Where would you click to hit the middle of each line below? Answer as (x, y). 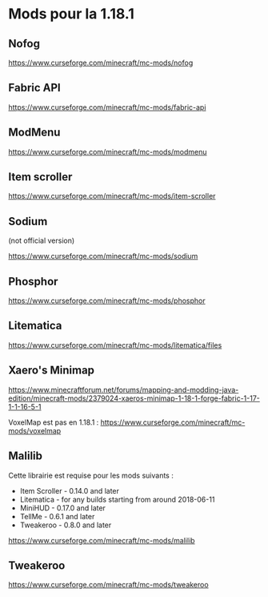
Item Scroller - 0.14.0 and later (70, 490)
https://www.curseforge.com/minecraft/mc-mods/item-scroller (112, 196)
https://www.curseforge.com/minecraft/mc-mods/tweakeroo (109, 585)
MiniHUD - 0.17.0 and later (63, 508)
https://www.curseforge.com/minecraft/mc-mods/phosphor (107, 301)
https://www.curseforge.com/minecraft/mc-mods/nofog (101, 63)
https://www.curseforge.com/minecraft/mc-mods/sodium (103, 256)
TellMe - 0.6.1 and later (57, 516)
